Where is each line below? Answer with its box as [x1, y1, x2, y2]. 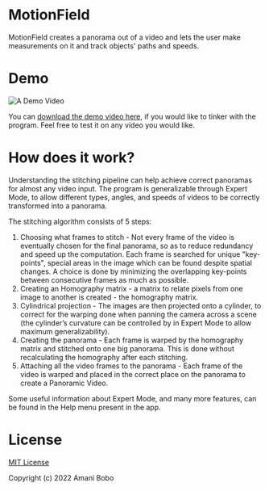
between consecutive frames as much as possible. [19, 275, 189, 284]
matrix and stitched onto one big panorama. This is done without [19, 343, 235, 353]
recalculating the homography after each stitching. [19, 352, 188, 362]
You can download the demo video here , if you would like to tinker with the [8, 111, 256, 121]
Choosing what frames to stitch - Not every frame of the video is [19, 232, 235, 241]
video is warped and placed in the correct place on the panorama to [19, 369, 246, 379]
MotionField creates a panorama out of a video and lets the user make [8, 32, 242, 42]
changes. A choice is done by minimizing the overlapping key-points [19, 266, 247, 276]
